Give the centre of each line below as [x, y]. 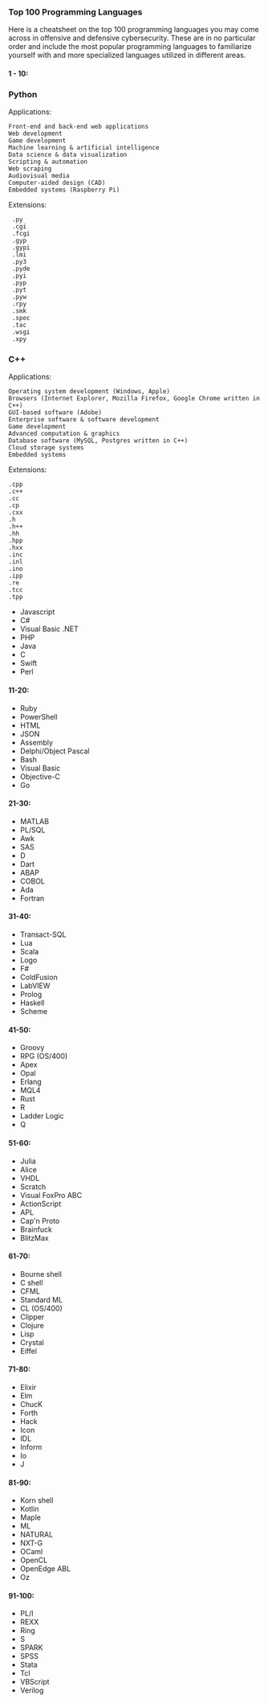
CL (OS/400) [41, 1308]
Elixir [28, 1387]
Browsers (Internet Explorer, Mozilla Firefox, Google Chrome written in [134, 399]
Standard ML [41, 1299]
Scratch [33, 1186]
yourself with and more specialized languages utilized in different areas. [127, 55]
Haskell [32, 1003]
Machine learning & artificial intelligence [84, 148]
